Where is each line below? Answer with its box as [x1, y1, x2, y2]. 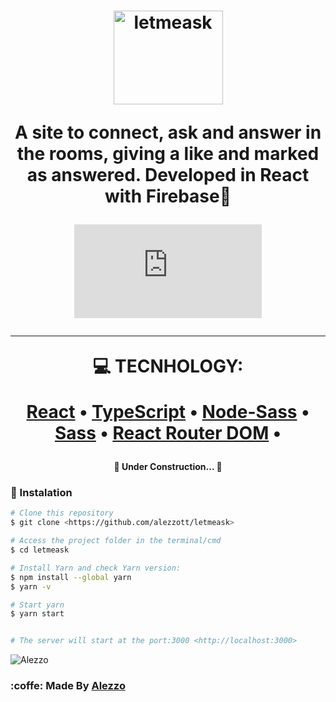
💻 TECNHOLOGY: [92, 355, 244, 378]
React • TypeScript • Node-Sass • [26, 401, 310, 424]
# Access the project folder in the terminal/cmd [10, 536, 222, 546]
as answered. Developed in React [26, 164, 310, 187]
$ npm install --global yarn [10, 572, 132, 582]
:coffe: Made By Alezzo [10, 679, 126, 693]
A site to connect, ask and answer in [14, 121, 322, 144]
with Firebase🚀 [104, 185, 232, 208]
